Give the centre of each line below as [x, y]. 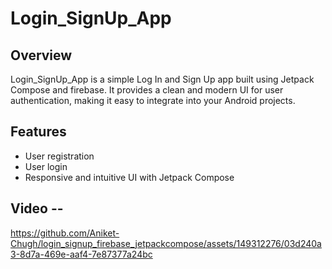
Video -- [37, 208]
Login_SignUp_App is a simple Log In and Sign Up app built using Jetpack [162, 79]
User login [46, 166]
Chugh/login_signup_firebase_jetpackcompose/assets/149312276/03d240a [166, 243]
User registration [59, 156]
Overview [41, 55]
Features [38, 132]
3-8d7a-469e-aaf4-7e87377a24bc [81, 254]
